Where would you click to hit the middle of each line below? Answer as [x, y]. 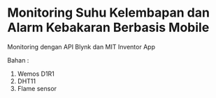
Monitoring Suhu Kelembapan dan [108, 13]
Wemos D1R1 [36, 74]
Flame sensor [37, 88]
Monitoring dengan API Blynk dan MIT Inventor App [81, 47]
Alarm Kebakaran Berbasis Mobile [108, 27]
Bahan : [18, 60]
